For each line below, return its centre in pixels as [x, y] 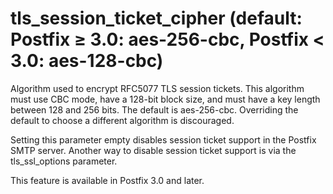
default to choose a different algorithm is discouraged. [122, 120]
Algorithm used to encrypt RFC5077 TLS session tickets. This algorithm [157, 88]
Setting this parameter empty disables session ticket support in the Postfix [163, 139]
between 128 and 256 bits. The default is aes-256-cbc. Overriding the [154, 109]
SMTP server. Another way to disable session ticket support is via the [153, 150]
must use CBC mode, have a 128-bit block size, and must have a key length [165, 99]
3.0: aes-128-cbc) [87, 61]
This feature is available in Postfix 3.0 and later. [107, 180]
